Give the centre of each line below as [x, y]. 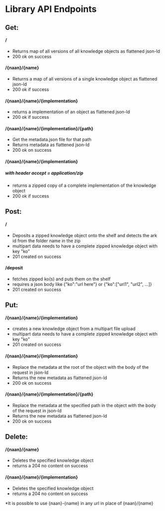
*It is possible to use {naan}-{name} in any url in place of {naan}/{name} [79, 503]
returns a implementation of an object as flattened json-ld [71, 112]
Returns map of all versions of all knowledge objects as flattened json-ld [86, 51]
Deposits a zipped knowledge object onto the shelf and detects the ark [85, 235]
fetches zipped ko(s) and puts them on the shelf [61, 279]
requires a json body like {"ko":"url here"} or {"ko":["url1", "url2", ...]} [82, 284]
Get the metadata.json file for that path [52, 140]
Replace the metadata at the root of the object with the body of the [81, 367]
